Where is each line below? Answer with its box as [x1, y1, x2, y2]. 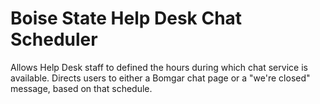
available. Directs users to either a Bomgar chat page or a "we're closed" [10, 72, 311, 84]
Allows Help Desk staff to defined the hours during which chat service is [10, 61, 308, 73]
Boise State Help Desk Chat [10, 7, 243, 30]
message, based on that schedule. [10, 82, 153, 94]
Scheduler [10, 28, 98, 51]
